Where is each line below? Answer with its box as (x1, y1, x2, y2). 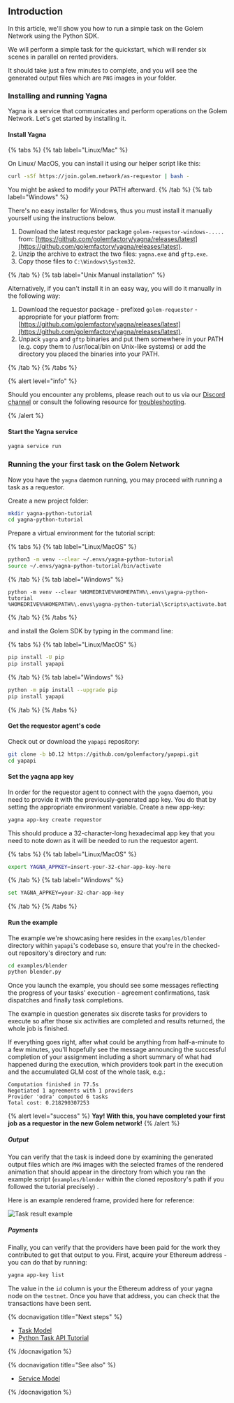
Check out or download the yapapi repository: (8, 737, 140, 745)
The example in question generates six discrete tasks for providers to (8, 1009, 207, 1018)
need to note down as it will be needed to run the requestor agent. (8, 836, 198, 844)
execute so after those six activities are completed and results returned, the (8, 1017, 226, 1026)
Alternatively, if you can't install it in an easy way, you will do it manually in (8, 285, 222, 293)
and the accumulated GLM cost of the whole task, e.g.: (8, 1067, 166, 1076)
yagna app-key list (8, 1272, 65, 1279)
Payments (8, 1225, 38, 1234)
